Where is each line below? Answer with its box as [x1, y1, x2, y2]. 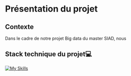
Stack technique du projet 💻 [5, 50, 92, 59]
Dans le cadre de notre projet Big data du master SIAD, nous [5, 35, 127, 41]
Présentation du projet [5, 3, 98, 15]
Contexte [5, 23, 34, 31]
